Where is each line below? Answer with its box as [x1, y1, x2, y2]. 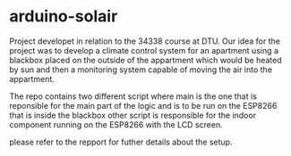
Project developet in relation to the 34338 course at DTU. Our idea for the [9, 36, 280, 46]
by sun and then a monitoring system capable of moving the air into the [9, 64, 273, 75]
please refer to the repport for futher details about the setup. [9, 136, 233, 147]
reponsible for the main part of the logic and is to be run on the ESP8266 [9, 100, 278, 111]
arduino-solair [9, 6, 118, 27]
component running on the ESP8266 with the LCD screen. [9, 119, 223, 130]
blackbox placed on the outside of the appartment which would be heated [9, 54, 282, 65]
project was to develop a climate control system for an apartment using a [9, 45, 279, 55]
